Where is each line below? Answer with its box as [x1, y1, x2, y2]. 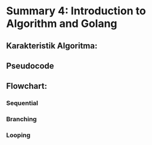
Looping [6, 131, 31, 140]
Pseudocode [6, 61, 55, 71]
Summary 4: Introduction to [6, 4, 146, 18]
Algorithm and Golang [6, 17, 117, 30]
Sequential [6, 99, 39, 107]
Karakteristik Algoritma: [6, 41, 98, 51]
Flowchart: [6, 81, 48, 91]
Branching [6, 115, 37, 124]
